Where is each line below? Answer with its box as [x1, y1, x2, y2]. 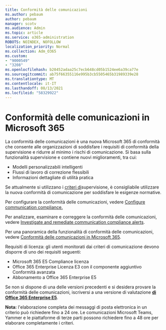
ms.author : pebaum [5, 12, 43, 17]
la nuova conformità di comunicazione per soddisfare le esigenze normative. [5, 190, 162, 196]
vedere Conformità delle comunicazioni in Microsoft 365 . [5, 234, 121, 240]
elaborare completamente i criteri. [5, 320, 74, 326]
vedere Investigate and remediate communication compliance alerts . [5, 219, 145, 225]
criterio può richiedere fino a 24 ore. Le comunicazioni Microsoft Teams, [5, 310, 153, 316]
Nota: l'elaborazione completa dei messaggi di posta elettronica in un [5, 304, 147, 310]
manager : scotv [5, 21, 37, 26]
